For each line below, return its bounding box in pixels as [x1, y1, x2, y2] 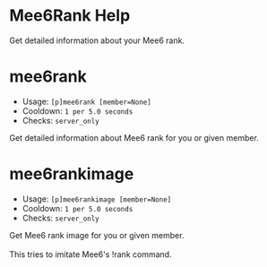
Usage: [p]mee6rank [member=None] [22, 96, 152, 107]
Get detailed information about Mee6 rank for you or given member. [9, 132, 260, 143]
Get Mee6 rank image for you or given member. [9, 229, 185, 240]
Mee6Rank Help [9, 5, 131, 26]
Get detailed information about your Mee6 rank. [9, 35, 185, 46]
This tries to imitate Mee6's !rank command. [9, 248, 172, 260]
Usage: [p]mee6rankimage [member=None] [22, 194, 172, 204]
